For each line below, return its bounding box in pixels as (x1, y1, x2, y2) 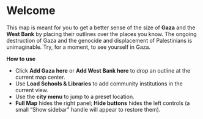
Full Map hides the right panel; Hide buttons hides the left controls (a (15, 99, 190, 107)
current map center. (15, 73, 65, 81)
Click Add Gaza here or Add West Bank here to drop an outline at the (15, 67, 191, 74)
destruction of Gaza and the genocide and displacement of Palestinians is (6, 37, 193, 44)
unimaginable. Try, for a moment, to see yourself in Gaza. (6, 43, 151, 51)
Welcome (6, 4, 56, 18)
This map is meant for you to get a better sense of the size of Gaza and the (6, 24, 196, 31)
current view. (15, 86, 49, 93)
